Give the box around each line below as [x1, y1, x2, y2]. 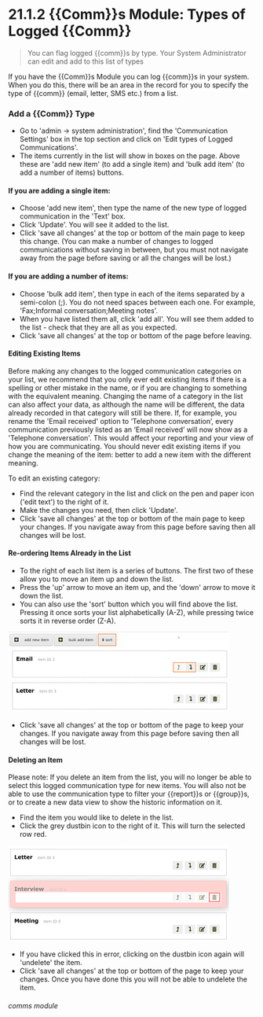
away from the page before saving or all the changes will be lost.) [19, 253, 232, 263]
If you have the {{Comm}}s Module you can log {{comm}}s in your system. [8, 72, 250, 81]
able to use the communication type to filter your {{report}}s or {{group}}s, [8, 789, 250, 799]
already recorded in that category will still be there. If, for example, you [8, 407, 237, 418]
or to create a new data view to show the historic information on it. [8, 798, 223, 807]
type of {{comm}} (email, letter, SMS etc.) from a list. [8, 88, 179, 98]
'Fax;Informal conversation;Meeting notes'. [19, 305, 159, 315]
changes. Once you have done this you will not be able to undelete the [19, 975, 247, 984]
